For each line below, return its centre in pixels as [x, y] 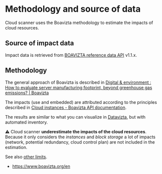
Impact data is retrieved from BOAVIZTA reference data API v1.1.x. [71, 55]
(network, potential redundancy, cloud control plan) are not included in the [80, 142]
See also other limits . [26, 157]
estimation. [16, 147]
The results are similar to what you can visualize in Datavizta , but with [75, 117]
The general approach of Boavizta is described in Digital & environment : [78, 82]
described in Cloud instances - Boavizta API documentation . [66, 107]
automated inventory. [26, 122]
